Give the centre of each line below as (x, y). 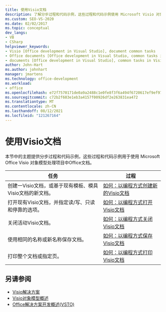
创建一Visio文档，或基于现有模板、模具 (53, 185)
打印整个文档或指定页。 (35, 256)
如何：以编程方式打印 (128, 252)
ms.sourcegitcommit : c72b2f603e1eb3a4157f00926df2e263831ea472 (72, 97)
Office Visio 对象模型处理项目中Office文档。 (50, 162)
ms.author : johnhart (26, 70)
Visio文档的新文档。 (31, 193)
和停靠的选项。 (25, 209)
